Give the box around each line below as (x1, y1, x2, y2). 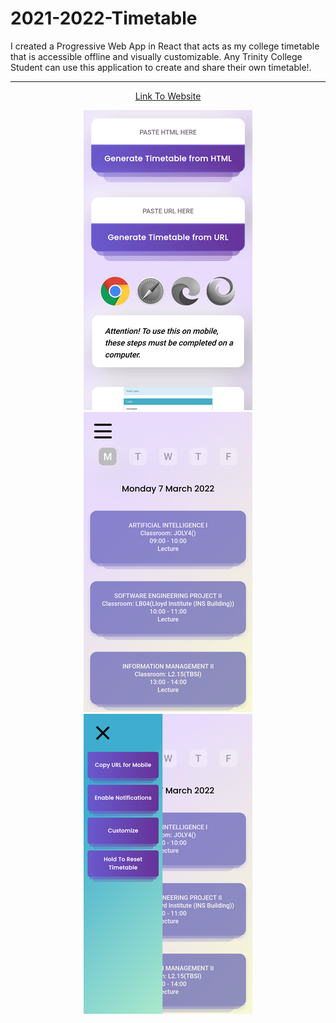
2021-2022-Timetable (10, 7, 198, 30)
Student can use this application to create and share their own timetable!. (10, 61, 312, 73)
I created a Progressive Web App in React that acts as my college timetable (10, 40, 320, 52)
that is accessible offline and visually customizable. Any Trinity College (10, 50, 303, 62)
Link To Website (134, 90, 202, 102)
